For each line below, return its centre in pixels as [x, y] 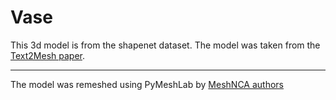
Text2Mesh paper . [47, 55]
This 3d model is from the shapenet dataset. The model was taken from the [165, 45]
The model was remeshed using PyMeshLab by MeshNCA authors [147, 84]
